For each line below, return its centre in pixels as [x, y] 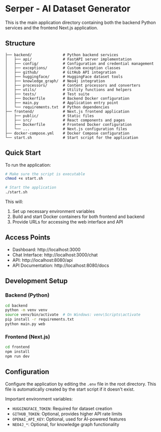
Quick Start [23, 153]
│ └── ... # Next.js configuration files [66, 129]
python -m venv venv [27, 310]
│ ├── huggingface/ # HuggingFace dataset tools [64, 77]
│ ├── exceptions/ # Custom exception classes [63, 68]
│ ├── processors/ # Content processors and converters [73, 85]
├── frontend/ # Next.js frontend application [67, 111]
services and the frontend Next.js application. [52, 27]
